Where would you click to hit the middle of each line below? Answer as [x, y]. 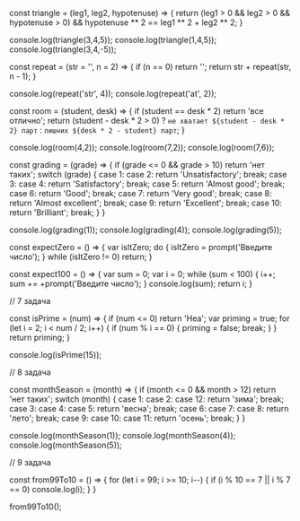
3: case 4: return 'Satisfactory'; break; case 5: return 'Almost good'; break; [147, 184]
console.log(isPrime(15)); [56, 355]
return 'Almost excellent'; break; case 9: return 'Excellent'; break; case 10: [146, 203]
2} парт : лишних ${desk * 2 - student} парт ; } [97, 130]
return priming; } [40, 337]
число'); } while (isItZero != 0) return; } [81, 256]
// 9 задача [30, 462]
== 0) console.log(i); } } [53, 489]
